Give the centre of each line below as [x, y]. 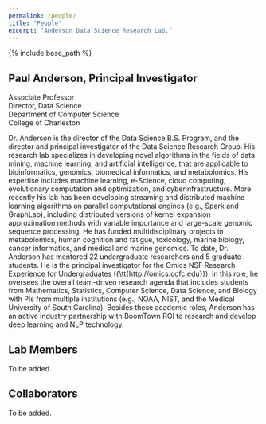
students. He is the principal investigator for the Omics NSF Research [122, 265]
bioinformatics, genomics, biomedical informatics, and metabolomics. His [129, 172]
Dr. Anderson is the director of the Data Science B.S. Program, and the [124, 138]
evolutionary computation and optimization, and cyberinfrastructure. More [130, 189]
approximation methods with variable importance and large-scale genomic [131, 223]
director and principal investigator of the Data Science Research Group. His [132, 147]
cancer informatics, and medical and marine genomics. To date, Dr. [118, 249]
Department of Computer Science [64, 114]
